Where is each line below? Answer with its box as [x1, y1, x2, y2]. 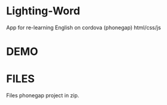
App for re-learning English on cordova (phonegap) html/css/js [6, 24, 162, 31]
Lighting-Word [6, 4, 81, 18]
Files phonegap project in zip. [6, 92, 80, 99]
